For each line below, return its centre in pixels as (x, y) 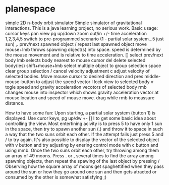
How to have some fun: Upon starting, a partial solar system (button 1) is (80, 113)
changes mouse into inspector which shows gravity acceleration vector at (82, 92)
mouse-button (20, 82)
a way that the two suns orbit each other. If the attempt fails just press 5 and (84, 134)
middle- (153, 76)
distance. (15, 103)
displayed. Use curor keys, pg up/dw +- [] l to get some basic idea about (81, 118)
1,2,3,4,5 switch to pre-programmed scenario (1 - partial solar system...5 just (84, 39)
